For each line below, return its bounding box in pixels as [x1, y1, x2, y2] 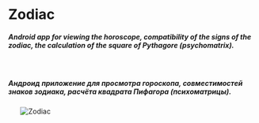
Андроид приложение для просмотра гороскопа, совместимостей [8, 78, 243, 88]
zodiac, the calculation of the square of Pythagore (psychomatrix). [8, 40, 235, 50]
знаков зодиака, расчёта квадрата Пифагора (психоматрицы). [8, 87, 232, 96]
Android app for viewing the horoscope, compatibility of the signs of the [8, 32, 252, 41]
